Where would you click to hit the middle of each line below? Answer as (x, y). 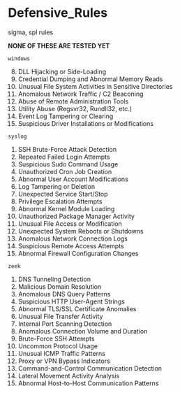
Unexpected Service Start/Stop (63, 194)
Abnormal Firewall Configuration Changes (78, 253)
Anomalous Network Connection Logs (73, 238)
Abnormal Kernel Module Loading (66, 208)
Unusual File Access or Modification (70, 223)
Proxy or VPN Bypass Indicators (64, 361)
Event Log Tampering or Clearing (66, 116)
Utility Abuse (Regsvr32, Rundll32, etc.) (75, 108)
